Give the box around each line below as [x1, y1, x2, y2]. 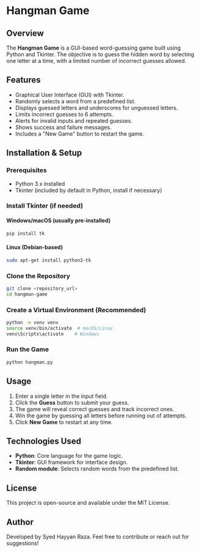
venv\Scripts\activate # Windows [6, 331, 99, 337]
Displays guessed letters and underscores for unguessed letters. [15, 104, 178, 111]
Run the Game [6, 345, 49, 354]
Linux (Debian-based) [6, 244, 63, 251]
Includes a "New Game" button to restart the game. [15, 130, 145, 137]
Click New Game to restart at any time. [15, 418, 113, 425]
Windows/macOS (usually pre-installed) [6, 217, 111, 224]
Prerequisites [6, 166, 47, 175]
